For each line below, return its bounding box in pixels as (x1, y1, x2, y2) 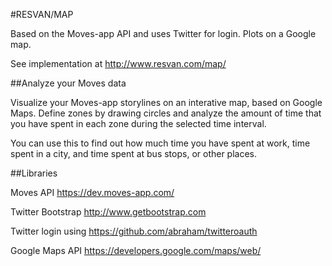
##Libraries (10, 167, 58, 179)
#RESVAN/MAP (10, 9, 74, 20)
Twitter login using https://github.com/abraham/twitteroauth (10, 225, 258, 237)
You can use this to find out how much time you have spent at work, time (10, 137, 311, 149)
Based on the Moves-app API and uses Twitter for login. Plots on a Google (10, 28, 317, 39)
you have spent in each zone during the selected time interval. (10, 118, 267, 129)
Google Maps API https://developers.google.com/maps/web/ (10, 245, 262, 256)
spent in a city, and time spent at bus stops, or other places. (10, 148, 258, 159)
